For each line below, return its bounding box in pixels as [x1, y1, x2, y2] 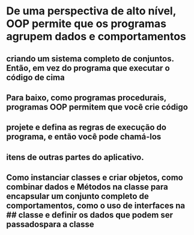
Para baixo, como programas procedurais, [6, 92, 167, 103]
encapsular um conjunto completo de [6, 191, 149, 201]
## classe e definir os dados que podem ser [6, 210, 173, 220]
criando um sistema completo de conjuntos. [6, 53, 174, 64]
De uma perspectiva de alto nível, [6, 4, 176, 18]
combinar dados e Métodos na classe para [6, 182, 168, 192]
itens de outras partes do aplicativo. [6, 152, 144, 162]
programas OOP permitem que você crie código [6, 102, 188, 112]
